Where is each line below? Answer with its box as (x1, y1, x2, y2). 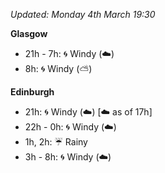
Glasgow (10, 28, 48, 39)
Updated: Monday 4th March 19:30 (10, 9, 156, 20)
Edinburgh (10, 86, 55, 98)
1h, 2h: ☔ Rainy (24, 136, 88, 148)
